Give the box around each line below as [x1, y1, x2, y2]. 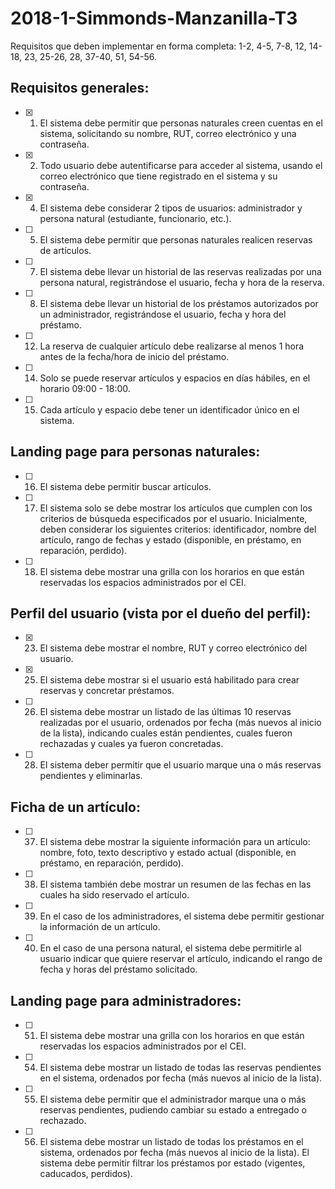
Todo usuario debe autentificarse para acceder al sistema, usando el [39, 159, 323, 171]
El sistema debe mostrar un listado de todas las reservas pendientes [39, 1062, 322, 1073]
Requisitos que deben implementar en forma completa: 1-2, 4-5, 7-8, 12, [10, 40, 307, 52]
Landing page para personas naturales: [10, 443, 261, 461]
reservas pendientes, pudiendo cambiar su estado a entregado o [39, 1104, 307, 1116]
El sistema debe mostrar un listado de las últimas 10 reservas [39, 706, 292, 718]
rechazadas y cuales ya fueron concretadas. [39, 738, 224, 750]
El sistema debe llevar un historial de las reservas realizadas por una [39, 265, 322, 277]
